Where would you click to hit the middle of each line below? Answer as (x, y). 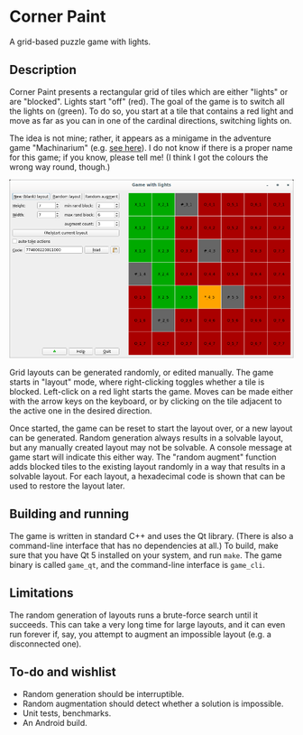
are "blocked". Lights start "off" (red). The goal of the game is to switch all (147, 101)
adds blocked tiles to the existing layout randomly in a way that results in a (147, 467)
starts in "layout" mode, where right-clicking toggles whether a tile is (137, 382)
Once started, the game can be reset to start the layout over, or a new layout (151, 428)
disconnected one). (46, 644)
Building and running (69, 514)
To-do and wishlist (63, 672)
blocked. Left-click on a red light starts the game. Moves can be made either (151, 392)
